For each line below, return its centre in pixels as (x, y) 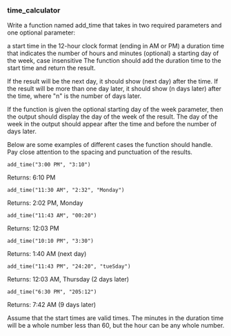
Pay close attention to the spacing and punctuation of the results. (100, 152)
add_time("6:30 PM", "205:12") (52, 292)
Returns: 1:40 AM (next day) (47, 254)
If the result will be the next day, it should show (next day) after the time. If (113, 81)
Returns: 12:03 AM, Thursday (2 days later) (68, 279)
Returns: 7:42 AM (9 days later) (52, 305)
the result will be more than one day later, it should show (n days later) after (114, 89)
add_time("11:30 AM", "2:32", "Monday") (66, 190)
